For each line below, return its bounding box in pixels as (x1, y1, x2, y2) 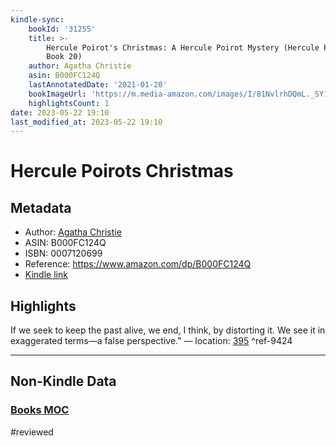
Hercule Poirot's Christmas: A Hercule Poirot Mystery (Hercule (46, 42, 320, 53)
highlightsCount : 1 (28, 98, 110, 108)
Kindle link (24, 269, 68, 281)
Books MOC (10, 403, 70, 417)
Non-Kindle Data (10, 373, 117, 390)
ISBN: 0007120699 (24, 247, 103, 260)
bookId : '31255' (28, 24, 97, 34)
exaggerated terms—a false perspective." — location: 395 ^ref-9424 (10, 335, 293, 347)
